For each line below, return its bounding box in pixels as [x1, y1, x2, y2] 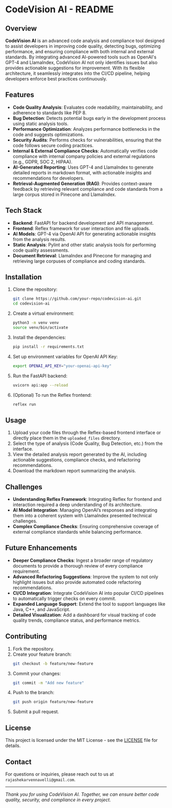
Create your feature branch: [12, 651, 72, 657]
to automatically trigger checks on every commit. [12, 595, 117, 601]
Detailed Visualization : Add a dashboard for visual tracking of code [12, 612, 156, 618]
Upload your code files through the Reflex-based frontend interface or [12, 430, 161, 436]
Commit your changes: [12, 670, 61, 676]
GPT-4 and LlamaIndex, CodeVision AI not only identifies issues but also [5, 59, 158, 65]
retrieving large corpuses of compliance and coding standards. [12, 258, 146, 264]
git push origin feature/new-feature [12, 699, 94, 704]
